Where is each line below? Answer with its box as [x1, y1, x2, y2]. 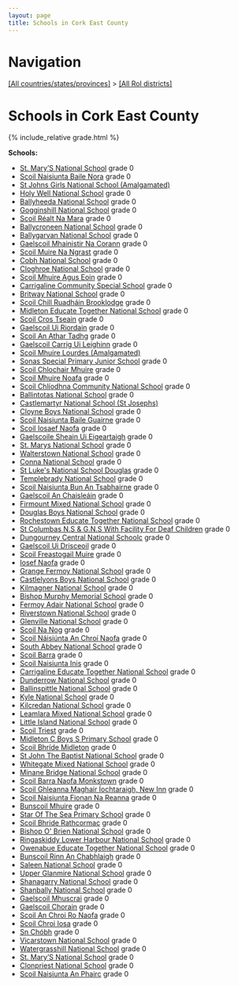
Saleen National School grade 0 [19, 860, 123, 870]
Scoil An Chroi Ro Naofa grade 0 [19, 910, 125, 920]
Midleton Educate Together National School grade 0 [19, 306, 188, 316]
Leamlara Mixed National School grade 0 [19, 709, 152, 719]
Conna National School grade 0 [19, 457, 122, 467]
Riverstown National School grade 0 [19, 608, 136, 618]
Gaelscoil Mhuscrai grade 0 [19, 894, 110, 903]
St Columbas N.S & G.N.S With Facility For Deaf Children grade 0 [19, 525, 230, 534]
